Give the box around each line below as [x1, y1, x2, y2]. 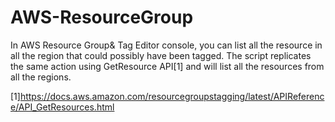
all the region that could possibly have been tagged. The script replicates [10, 49, 312, 61]
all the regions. [10, 71, 72, 83]
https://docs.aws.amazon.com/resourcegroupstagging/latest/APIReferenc [19, 90, 325, 102]
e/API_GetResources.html [10, 101, 115, 113]
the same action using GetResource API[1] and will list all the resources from [10, 60, 325, 72]
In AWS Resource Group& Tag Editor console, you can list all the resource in [10, 39, 323, 51]
